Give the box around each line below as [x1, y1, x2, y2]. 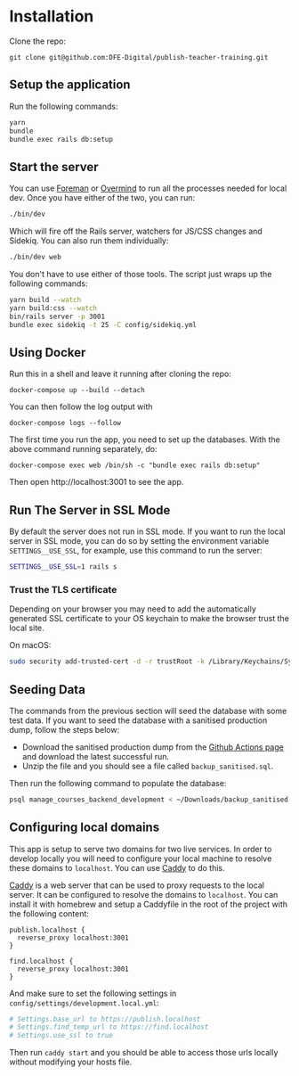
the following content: [9, 908, 89, 919]
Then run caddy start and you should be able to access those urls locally [9, 1047, 279, 1058]
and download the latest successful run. [21, 751, 170, 761]
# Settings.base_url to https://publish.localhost [9, 1014, 201, 1023]
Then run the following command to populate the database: [9, 777, 227, 788]
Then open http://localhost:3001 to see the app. [9, 477, 184, 488]
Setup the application [9, 78, 131, 93]
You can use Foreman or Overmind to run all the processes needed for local [9, 183, 287, 193]
